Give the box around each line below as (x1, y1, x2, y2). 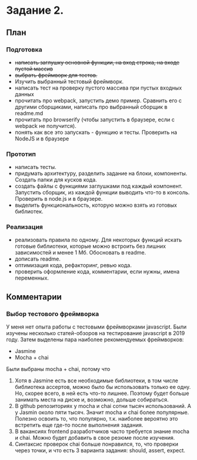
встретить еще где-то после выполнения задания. (14, 422, 143, 429)
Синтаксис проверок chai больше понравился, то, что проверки (14, 440, 179, 448)
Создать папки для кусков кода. (14, 176, 97, 183)
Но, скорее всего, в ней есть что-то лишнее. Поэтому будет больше (14, 390, 189, 397)
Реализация (6, 223, 43, 231)
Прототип (6, 150, 36, 158)
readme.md (14, 109, 43, 116)
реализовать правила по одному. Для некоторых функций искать (14, 237, 182, 244)
